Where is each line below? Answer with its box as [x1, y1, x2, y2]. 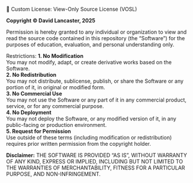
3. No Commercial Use [6, 90, 62, 97]
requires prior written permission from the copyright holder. [6, 140, 151, 147]
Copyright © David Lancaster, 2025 [6, 17, 96, 24]
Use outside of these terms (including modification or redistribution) [6, 134, 172, 141]
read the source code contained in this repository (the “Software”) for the [6, 35, 185, 41]
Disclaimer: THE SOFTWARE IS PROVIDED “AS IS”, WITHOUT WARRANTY [6, 152, 188, 159]
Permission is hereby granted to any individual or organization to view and [6, 28, 187, 35]
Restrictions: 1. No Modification [6, 53, 84, 59]
